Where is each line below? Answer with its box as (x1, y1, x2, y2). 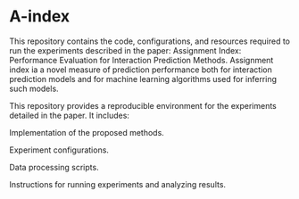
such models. (9, 83, 60, 94)
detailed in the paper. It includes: (9, 110, 129, 120)
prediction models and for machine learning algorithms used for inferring (9, 73, 278, 84)
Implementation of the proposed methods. (9, 127, 165, 137)
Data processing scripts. (9, 162, 100, 172)
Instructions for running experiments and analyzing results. (9, 178, 226, 189)
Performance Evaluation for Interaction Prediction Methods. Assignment (9, 54, 274, 65)
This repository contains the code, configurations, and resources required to (9, 36, 290, 46)
